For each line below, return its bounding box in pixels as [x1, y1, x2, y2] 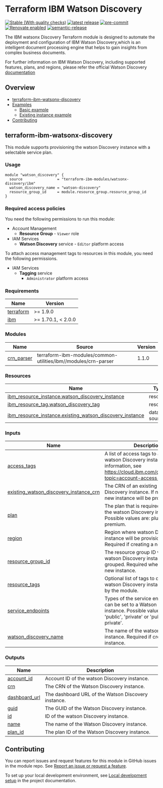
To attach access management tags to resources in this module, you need [5, 251, 153, 257]
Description [86, 667, 114, 674]
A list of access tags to [104, 450, 157, 457]
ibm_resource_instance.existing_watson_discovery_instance [7, 412, 145, 419]
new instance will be [104, 495, 151, 502]
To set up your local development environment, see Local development [5, 772, 147, 778]
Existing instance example [19, 112, 72, 118]
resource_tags [7, 581, 40, 588]
